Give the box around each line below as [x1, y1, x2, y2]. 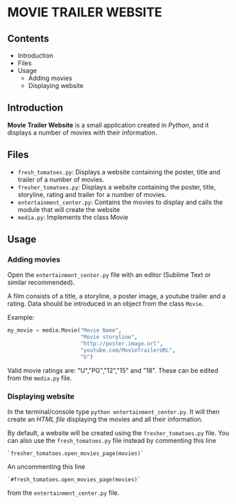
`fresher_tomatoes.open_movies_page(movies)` [7, 449, 144, 457]
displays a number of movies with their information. [7, 128, 157, 137]
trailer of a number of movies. [17, 175, 105, 184]
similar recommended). [7, 278, 75, 287]
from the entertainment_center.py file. [7, 488, 120, 497]
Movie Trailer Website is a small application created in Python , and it [7, 121, 209, 129]
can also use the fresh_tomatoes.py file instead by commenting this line [7, 436, 216, 444]
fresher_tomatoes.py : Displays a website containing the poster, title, [17, 182, 216, 191]
